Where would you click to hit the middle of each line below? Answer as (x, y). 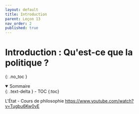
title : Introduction (26, 14)
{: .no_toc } (16, 76)
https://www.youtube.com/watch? (99, 101)
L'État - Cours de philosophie (35, 101)
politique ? (27, 63)
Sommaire (20, 86)
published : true (22, 28)
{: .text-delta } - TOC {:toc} (32, 91)
